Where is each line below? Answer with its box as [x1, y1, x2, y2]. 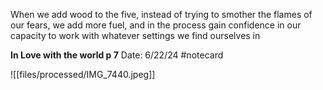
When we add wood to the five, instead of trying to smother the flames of [10, 9, 313, 20]
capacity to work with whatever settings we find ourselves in [10, 30, 261, 41]
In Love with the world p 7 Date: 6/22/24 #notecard [10, 49, 224, 61]
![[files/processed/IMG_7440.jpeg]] [10, 69, 156, 80]
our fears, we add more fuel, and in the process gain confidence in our [10, 19, 302, 31]
